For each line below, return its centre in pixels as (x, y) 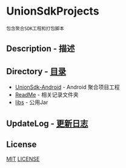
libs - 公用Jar (31, 102)
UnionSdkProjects (53, 11)
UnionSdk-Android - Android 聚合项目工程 (67, 87)
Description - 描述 (41, 49)
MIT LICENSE (23, 159)
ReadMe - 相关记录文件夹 (47, 95)
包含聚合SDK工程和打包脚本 (35, 29)
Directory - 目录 (36, 71)
